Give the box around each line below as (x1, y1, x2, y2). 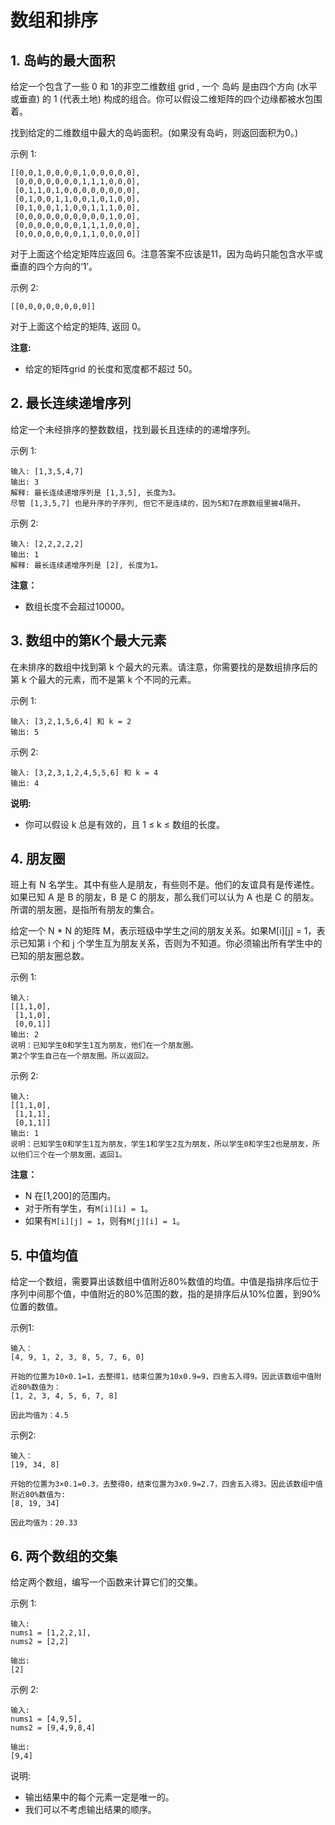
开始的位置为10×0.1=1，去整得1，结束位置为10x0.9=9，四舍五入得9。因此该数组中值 (10, 1372, 315, 1382)
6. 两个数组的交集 (10, 1547, 118, 1565)
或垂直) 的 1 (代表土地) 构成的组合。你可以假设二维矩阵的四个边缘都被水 (10, 93, 305, 105)
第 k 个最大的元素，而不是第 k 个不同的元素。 (10, 673, 197, 685)
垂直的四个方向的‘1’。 (10, 261, 98, 272)
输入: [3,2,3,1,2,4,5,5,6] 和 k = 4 (10, 767, 159, 778)
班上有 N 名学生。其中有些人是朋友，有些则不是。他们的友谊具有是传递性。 (10, 879, 320, 891)
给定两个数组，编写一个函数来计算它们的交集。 (10, 1576, 203, 1588)
